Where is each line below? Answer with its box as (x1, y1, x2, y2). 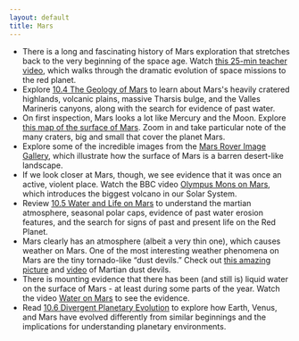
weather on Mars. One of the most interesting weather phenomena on (21, 245, 279, 255)
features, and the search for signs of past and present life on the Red (21, 216, 277, 228)
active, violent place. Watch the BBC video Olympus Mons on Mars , (21, 179, 270, 189)
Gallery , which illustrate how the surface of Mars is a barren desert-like (21, 150, 284, 161)
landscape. (21, 160, 64, 170)
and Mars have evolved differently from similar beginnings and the (21, 312, 266, 322)
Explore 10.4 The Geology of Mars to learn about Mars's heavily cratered (21, 84, 290, 95)
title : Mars (9, 21, 54, 30)
